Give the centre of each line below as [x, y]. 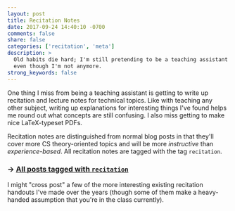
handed [18, 199]
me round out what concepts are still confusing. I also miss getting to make [116, 115]
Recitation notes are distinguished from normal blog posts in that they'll [111, 136]
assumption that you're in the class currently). [97, 199]
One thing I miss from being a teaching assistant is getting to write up [108, 93]
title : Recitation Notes [44, 20]
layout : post [26, 14]
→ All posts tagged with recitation [68, 170]
